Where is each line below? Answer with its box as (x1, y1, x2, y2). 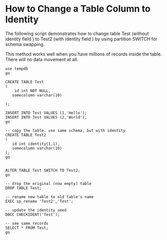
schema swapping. (5, 41, 45, 47)
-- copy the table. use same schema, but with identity (5, 128, 126, 133)
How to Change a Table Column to (5, 3, 151, 15)
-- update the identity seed (5, 208, 67, 213)
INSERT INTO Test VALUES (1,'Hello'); (5, 110, 87, 115)
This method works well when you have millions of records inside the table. (5, 51, 162, 57)
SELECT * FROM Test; (5, 225, 49, 230)
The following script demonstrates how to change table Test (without (5, 30, 149, 36)
